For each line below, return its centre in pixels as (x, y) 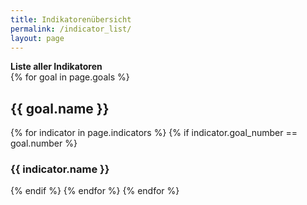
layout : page (37, 38)
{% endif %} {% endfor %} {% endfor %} (95, 191)
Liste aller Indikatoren (56, 67)
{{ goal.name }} (60, 108)
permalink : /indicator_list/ (71, 29)
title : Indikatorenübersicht (71, 19)
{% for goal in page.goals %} (70, 77)
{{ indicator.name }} (60, 169)
